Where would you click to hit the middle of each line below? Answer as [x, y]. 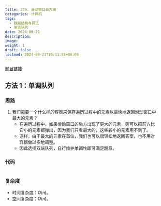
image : [12, 41]
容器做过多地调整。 [38, 142]
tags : [10, 18]
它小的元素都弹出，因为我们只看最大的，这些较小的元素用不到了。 [85, 130]
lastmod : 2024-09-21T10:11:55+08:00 [42, 54]
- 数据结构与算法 [24, 23]
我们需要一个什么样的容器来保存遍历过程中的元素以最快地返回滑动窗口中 [84, 112]
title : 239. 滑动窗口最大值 [31, 9]
